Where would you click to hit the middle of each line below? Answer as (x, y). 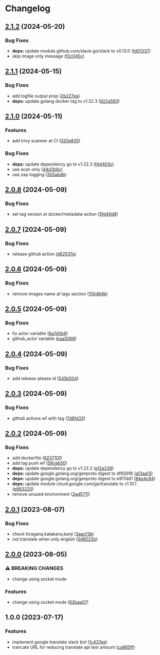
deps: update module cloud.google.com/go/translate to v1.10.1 (74, 484)
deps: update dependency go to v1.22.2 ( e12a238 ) (63, 468)
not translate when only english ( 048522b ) (55, 539)
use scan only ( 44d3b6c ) (37, 169)
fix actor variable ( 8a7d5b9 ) (40, 334)
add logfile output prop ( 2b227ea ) (46, 96)
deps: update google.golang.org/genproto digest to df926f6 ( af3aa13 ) (82, 473)
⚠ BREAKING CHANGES (34, 568)
